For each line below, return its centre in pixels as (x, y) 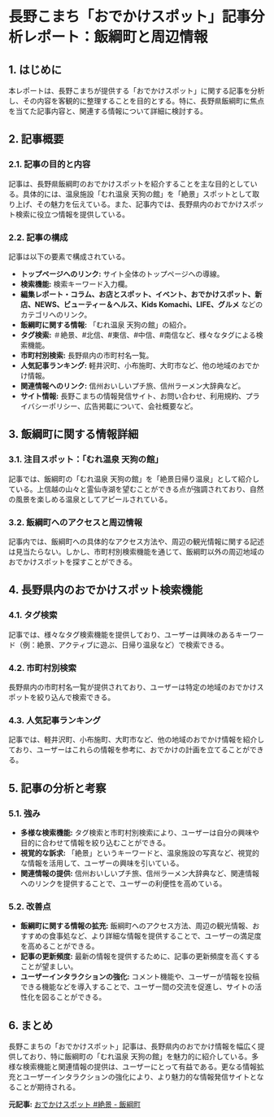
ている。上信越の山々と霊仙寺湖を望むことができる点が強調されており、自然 (136, 488)
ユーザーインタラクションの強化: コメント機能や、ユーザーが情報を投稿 (140, 977)
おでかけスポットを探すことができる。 (72, 562)
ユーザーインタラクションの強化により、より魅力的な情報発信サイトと (140, 1077)
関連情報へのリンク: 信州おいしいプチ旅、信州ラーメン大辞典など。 (133, 385)
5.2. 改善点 (30, 906)
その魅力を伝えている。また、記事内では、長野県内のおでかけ (139, 204)
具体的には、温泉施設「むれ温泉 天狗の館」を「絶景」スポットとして (137, 194)
